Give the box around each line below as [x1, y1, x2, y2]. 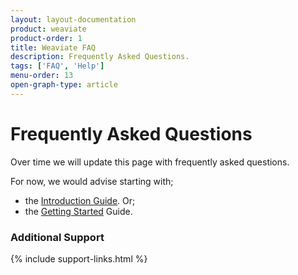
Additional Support [10, 230, 105, 244]
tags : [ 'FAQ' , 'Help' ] [10, 61, 105, 71]
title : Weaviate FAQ [10, 42, 97, 53]
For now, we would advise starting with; [10, 175, 174, 187]
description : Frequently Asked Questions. [10, 52, 190, 62]
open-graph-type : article [10, 80, 118, 90]
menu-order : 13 [10, 71, 74, 81]
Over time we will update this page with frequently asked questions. [10, 156, 290, 168]
